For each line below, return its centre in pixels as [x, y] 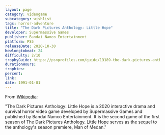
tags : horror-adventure [29, 23]
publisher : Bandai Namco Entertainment [46, 37]
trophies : [15, 69]
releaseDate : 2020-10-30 [30, 46]
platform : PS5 [20, 42]
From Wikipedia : [22, 97]
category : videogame [26, 14]
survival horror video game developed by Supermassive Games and [74, 111]
